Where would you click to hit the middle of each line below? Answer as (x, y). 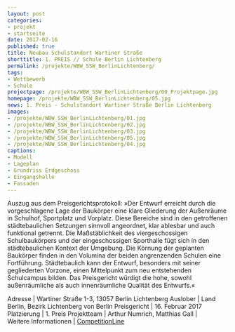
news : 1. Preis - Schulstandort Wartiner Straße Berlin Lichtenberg (109, 105)
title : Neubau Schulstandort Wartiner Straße (75, 53)
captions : (22, 151)
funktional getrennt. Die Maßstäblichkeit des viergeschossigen (98, 233)
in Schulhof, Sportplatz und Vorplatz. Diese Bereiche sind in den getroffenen (117, 218)
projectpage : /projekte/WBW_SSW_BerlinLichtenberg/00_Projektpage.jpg (113, 92)
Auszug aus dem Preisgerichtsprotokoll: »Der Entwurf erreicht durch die (112, 204)
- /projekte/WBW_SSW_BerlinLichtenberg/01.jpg (76, 118)
